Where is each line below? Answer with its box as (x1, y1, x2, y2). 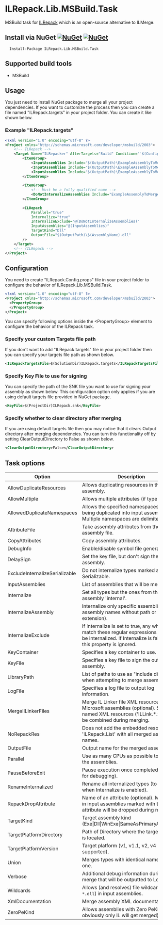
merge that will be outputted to (81, 876, 152, 883)
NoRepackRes (7, 730, 40, 737)
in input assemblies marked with (81, 800, 156, 807)
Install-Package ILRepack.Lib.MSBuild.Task (9, 46, 98, 51)
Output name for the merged (81, 745, 147, 751)
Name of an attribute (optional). (81, 794, 154, 801)
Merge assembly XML (81, 898, 132, 905)
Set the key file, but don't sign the (81, 553, 159, 560)
